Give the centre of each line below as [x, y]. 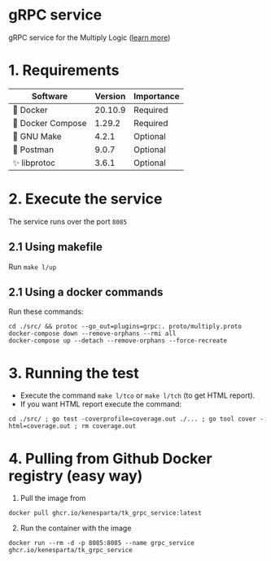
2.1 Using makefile [56, 247]
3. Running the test [74, 373]
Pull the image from [53, 499]
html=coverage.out [39, 426]
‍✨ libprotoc [34, 163]
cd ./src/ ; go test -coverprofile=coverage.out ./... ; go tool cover [132, 419]
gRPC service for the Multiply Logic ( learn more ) [90, 37]
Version [110, 96]
